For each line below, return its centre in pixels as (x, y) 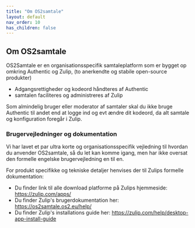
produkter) (19, 78)
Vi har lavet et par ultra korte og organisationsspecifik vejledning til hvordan (97, 147)
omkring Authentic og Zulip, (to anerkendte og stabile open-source (87, 72)
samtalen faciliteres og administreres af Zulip (69, 95)
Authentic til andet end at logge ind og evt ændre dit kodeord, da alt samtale (98, 113)
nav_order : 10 (23, 22)
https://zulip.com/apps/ (43, 194)
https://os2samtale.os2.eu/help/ (53, 206)
